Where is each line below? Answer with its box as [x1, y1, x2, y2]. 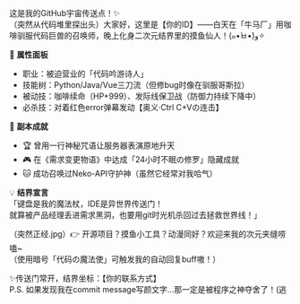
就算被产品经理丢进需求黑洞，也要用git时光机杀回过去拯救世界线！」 [9, 210, 262, 220]
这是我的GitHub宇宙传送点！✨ [9, 8, 121, 18]
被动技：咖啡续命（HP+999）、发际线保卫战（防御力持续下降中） [21, 91, 261, 101]
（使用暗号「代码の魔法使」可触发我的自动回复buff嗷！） [9, 254, 221, 265]
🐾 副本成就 [9, 121, 49, 132]
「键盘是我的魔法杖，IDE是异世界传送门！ [9, 198, 164, 209]
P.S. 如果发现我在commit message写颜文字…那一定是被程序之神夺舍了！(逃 [9, 284, 287, 294]
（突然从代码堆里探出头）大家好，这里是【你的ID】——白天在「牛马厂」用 [9, 19, 284, 30]
